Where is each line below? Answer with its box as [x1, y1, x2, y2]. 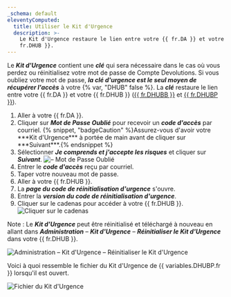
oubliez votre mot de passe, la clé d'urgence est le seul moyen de [7, 76, 197, 84]
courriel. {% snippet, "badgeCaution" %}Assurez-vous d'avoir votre [17, 126, 211, 134]
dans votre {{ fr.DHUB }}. [7, 235, 78, 242]
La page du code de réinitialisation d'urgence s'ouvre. [17, 184, 176, 193]
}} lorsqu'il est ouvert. [7, 269, 69, 277]
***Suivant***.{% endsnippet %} [17, 141, 113, 148]
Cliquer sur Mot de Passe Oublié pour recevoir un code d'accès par [17, 119, 212, 126]
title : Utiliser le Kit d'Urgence [13, 23, 113, 30]
